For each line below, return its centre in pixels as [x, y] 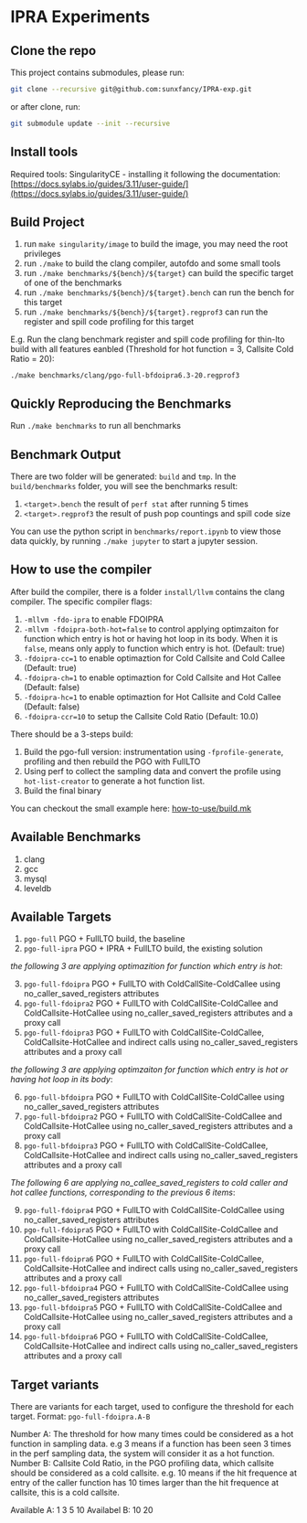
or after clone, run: [46, 106]
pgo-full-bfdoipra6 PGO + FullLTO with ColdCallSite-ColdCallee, [146, 1337]
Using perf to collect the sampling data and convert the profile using [152, 771]
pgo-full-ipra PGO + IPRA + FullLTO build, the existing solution [143, 949]
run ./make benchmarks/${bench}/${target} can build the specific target [159, 273]
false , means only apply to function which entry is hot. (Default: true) [154, 648]
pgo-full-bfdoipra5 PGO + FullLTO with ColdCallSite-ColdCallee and [153, 1307]
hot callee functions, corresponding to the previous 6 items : [123, 1193]
